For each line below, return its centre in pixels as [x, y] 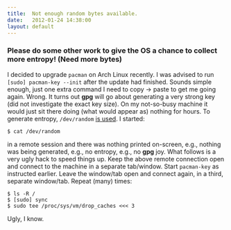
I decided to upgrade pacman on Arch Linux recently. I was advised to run [111, 74]
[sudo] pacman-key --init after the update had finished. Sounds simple [110, 82]
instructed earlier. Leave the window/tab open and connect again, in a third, [115, 173]
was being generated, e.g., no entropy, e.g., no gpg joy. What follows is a [112, 151]
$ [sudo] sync [28, 200]
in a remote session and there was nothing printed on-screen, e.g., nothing [114, 144]
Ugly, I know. [25, 218]
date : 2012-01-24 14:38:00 [49, 20]
